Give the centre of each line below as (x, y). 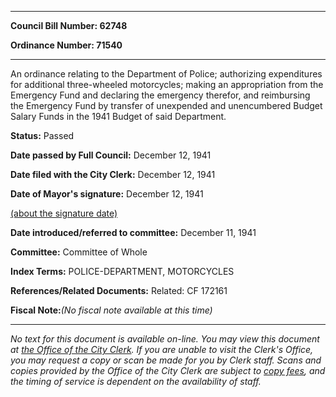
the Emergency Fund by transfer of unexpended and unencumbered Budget (166, 105)
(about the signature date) (64, 213)
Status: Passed (42, 135)
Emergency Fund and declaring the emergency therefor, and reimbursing (160, 95)
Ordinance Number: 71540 (66, 45)
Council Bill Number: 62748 (69, 25)
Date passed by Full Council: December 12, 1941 (111, 155)
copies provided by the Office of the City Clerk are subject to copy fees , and (168, 370)
